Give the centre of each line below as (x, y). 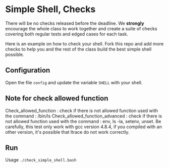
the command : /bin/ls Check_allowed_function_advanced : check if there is (84, 116)
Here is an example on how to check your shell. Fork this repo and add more (84, 43)
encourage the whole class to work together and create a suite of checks (81, 28)
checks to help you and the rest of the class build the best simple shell (78, 49)
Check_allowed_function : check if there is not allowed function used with (81, 110)
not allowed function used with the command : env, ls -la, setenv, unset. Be (83, 121)
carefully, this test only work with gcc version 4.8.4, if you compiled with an (84, 127)
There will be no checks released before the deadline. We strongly (75, 23)
